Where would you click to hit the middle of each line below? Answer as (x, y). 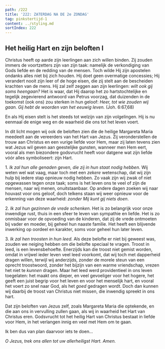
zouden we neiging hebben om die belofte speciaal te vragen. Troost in (77, 244)
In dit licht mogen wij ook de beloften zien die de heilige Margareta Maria (79, 131)
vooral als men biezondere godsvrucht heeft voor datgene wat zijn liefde (79, 152)
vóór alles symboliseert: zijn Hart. (39, 157)
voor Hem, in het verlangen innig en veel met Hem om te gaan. (68, 322)
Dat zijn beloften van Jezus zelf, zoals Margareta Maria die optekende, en (80, 306)
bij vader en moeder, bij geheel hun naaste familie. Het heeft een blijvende (81, 224)
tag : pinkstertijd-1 (26, 19)
